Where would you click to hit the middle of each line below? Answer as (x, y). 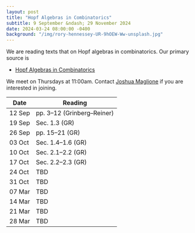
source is (18, 58)
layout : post (23, 12)
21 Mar (20, 211)
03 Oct (19, 143)
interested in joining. (32, 88)
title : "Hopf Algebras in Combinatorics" (59, 18)
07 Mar (20, 192)
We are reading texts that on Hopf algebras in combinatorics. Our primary (97, 51)
